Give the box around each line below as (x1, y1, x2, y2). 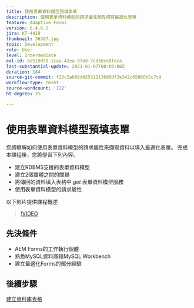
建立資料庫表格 (6, 296, 42, 303)
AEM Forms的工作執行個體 (14, 245, 79, 252)
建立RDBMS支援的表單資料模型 (14, 163, 90, 171)
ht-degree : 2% (6, 91, 41, 97)
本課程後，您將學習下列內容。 (6, 151, 78, 158)
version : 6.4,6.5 (6, 25, 49, 31)
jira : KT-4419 (6, 31, 41, 37)
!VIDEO (20, 210, 38, 217)
